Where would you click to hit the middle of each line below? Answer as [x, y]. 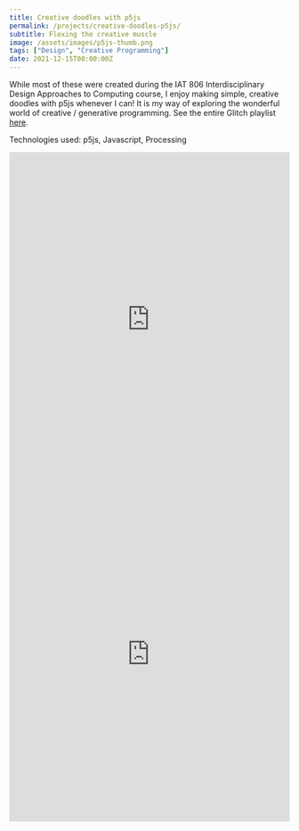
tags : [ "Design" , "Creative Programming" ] [89, 51]
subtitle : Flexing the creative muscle [83, 34]
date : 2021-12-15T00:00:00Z [61, 59]
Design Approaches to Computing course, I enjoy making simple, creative [144, 94]
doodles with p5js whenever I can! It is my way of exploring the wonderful [145, 103]
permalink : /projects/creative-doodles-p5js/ [95, 26]
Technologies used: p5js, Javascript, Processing [98, 140]
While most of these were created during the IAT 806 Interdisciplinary [137, 84]
